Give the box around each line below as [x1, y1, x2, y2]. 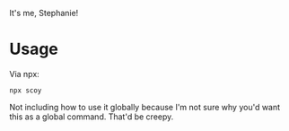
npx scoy [9, 85, 42, 95]
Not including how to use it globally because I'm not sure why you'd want [9, 101, 281, 112]
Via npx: [9, 68, 40, 79]
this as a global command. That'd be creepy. [9, 111, 174, 122]
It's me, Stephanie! [9, 8, 79, 18]
